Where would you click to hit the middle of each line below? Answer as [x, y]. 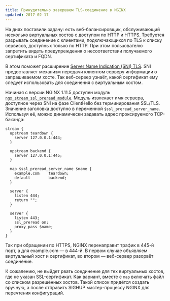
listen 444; [27, 196]
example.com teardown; [42, 173]
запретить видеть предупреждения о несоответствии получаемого [79, 51]
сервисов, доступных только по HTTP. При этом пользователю [74, 45]
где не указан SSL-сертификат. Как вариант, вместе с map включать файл [85, 277]
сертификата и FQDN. [29, 56]
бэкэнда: [15, 119]
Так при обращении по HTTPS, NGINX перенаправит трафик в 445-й [80, 245]
